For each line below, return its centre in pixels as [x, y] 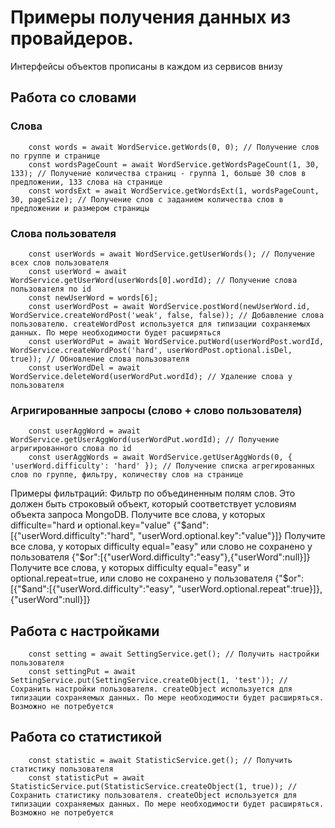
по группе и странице [55, 156]
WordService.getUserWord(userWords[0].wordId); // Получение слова [154, 280]
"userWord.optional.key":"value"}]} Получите [231, 536]
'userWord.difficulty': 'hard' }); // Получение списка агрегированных [162, 466]
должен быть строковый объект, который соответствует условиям [153, 504]
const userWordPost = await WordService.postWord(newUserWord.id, [169, 306]
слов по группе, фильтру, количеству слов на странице [127, 475]
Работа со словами [73, 97]
